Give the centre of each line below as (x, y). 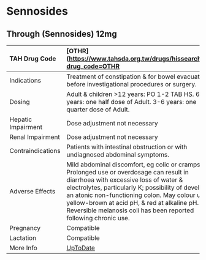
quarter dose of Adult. (98, 110)
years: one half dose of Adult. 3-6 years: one (132, 102)
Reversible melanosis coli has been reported (130, 210)
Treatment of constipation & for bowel (121, 76)
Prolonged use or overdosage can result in (128, 172)
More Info (24, 248)
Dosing (20, 102)
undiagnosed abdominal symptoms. (118, 154)
